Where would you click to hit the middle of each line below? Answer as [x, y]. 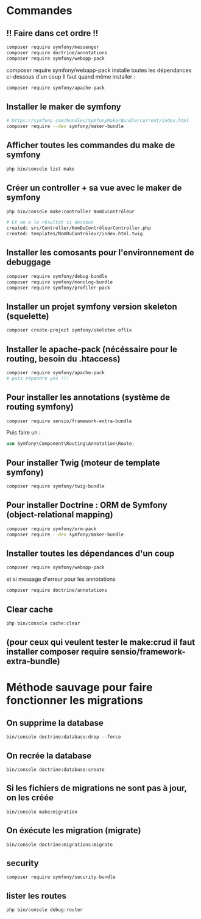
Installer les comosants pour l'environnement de [100, 253]
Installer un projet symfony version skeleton [92, 306]
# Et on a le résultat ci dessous [50, 222]
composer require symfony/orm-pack [51, 529]
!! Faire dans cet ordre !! [52, 33]
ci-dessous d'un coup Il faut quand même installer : [71, 76]
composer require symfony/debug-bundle [57, 276]
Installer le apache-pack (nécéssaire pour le [92, 349]
